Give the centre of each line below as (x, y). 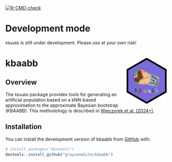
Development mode (48, 29)
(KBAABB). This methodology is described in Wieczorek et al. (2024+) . (80, 110)
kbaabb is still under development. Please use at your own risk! (71, 42)
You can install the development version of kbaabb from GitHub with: (78, 139)
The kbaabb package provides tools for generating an (61, 94)
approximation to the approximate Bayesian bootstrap (62, 105)
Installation (24, 127)
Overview (21, 82)
